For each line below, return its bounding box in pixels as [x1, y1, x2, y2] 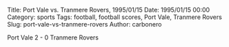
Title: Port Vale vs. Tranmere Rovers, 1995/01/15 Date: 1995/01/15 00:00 [7, 6, 210, 14]
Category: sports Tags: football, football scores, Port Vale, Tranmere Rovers [7, 13, 222, 21]
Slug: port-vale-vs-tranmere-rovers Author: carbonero [7, 20, 162, 28]
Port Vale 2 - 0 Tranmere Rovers [7, 33, 99, 42]
